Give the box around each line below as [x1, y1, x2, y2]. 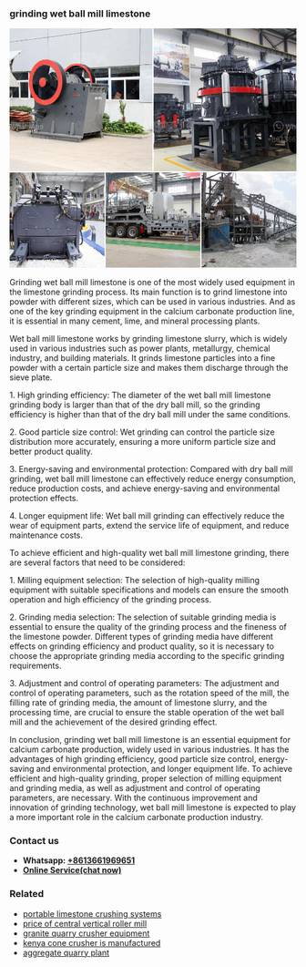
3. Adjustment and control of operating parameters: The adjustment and [9, 677, 280, 688]
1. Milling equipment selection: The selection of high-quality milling [9, 574, 260, 585]
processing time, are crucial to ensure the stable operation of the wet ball [9, 706, 285, 717]
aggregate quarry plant [22, 947, 110, 958]
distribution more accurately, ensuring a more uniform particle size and [9, 436, 276, 447]
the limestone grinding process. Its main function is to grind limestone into [9, 286, 288, 297]
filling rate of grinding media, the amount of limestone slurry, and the [9, 696, 268, 708]
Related [9, 888, 45, 900]
